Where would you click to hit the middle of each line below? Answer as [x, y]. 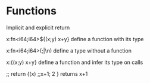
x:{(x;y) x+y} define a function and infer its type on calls [75, 62]
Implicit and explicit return [38, 27]
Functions [31, 11]
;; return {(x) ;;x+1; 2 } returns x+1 [47, 73]
